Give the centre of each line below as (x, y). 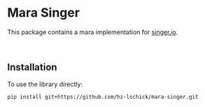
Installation (32, 67)
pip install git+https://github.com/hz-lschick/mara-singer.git (103, 97)
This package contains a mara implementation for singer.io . (93, 32)
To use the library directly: (45, 84)
